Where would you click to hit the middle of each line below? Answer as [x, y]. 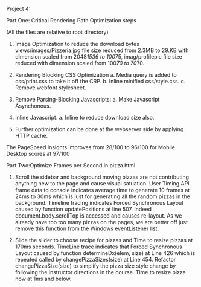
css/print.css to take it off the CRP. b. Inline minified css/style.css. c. [100, 81]
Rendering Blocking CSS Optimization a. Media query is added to [96, 75]
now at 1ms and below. [43, 279]
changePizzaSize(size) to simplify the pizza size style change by [95, 266]
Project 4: [18, 9]
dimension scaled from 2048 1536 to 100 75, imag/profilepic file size [98, 56]
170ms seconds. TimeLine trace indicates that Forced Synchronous [98, 247]
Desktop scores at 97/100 [38, 154]
